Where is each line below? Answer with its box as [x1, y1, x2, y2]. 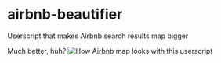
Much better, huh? [7, 46, 67, 55]
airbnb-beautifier [7, 5, 123, 23]
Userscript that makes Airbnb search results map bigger [7, 31, 189, 40]
